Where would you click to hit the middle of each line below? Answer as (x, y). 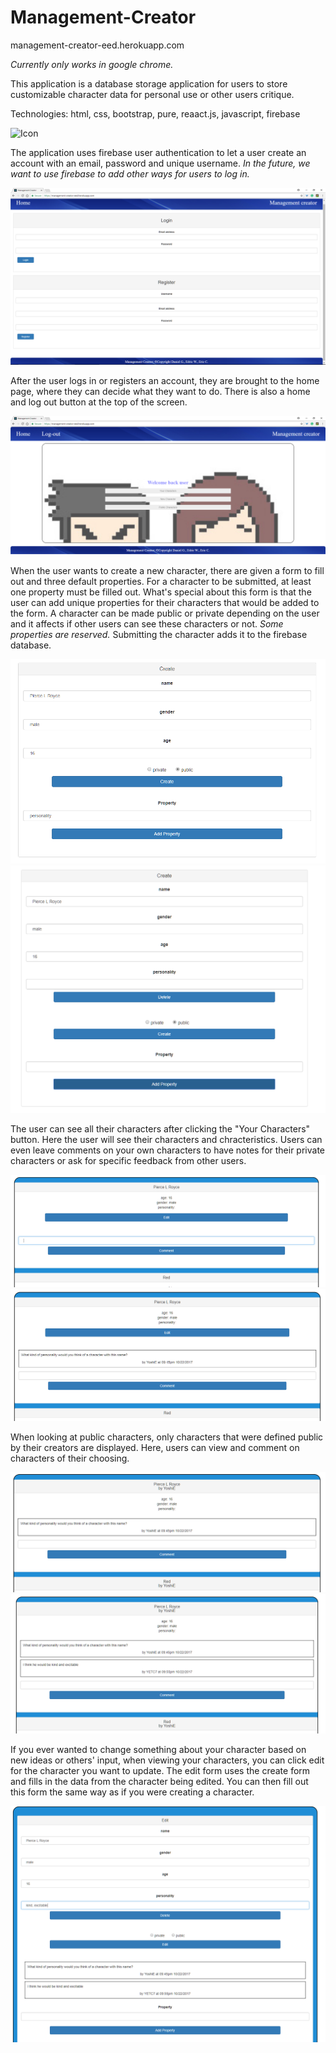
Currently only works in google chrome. (92, 64)
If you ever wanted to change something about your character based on (158, 1750)
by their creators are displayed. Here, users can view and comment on (155, 1448)
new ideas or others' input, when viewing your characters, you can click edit (167, 1760)
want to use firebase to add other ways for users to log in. (130, 173)
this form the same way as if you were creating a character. (132, 1792)
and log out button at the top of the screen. (99, 402)
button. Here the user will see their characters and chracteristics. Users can (166, 1139)
